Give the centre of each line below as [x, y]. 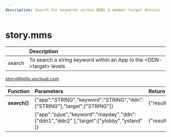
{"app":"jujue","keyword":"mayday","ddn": [85, 114]
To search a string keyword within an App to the [86, 60]
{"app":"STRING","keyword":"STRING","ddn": [89, 99]
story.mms [29, 35]
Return [157, 91]
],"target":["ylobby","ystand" [108, 121]
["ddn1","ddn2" [54, 121]
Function [19, 91]
